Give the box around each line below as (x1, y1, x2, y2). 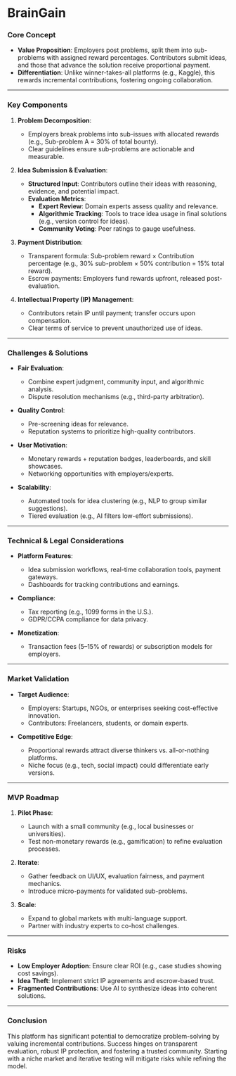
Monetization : (17, 628, 60, 638)
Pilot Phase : (17, 808, 53, 817)
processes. (27, 844, 61, 853)
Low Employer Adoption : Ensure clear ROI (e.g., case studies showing (17, 962, 222, 970)
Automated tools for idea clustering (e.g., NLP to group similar (27, 497, 207, 505)
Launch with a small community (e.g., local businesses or (27, 822, 195, 830)
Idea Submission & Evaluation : (17, 165, 108, 174)
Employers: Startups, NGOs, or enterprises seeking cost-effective (27, 704, 218, 712)
